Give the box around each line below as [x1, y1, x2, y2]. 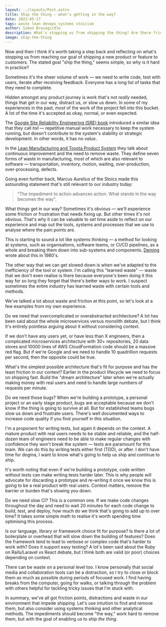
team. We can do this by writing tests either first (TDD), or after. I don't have [5, 446, 160, 452]
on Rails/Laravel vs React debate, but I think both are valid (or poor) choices [5, 549, 160, 555]
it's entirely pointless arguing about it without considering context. [5, 323, 140, 329]
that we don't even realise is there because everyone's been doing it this [5, 272, 153, 278]
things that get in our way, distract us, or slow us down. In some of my [5, 99, 148, 105]
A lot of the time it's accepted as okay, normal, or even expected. [5, 110, 138, 116]
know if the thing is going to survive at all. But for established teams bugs [5, 405, 155, 411]
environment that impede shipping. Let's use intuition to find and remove [5, 600, 153, 606]
